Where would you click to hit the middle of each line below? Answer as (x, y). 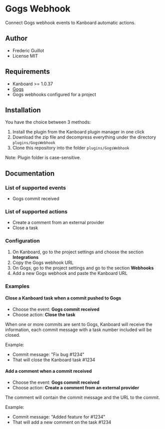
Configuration (22, 241)
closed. (13, 335)
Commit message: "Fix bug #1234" (48, 354)
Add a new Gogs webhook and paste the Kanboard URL (70, 273)
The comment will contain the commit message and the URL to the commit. (82, 397)
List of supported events (35, 188)
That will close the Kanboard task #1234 (54, 360)
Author (16, 38)
